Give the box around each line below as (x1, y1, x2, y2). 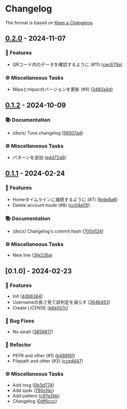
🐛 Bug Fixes (5, 317, 34, 324)
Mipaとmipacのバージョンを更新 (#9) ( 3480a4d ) (12, 86, 113, 92)
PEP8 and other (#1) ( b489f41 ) (12, 353, 75, 359)
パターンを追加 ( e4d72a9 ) (12, 154, 67, 160)
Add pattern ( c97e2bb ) (12, 392, 60, 398)
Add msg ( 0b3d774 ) (12, 382, 54, 388)
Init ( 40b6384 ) (12, 293, 43, 299)
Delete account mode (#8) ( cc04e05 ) (12, 202, 90, 208)
